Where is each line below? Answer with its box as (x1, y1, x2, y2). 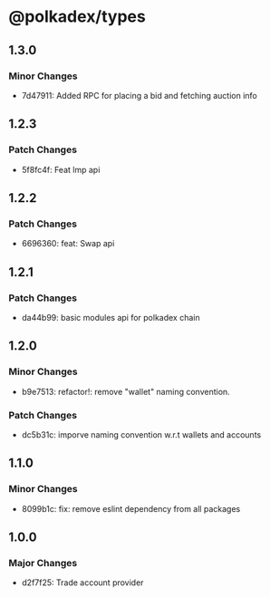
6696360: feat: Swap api (21, 238, 115, 249)
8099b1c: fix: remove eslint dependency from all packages (21, 503, 241, 514)
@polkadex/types (8, 6, 146, 27)
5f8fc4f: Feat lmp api (21, 164, 101, 175)
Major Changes (8, 556, 78, 569)
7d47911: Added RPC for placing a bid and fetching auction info (21, 90, 257, 101)
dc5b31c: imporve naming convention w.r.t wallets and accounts (21, 428, 262, 440)
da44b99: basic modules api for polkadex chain (21, 312, 200, 323)
